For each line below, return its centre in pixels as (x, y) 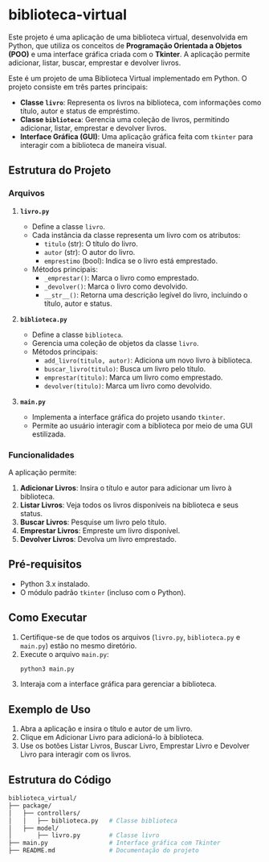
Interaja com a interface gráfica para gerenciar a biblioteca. (118, 684)
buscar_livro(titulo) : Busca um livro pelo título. (125, 368)
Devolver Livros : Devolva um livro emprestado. (98, 539)
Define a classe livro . (69, 226)
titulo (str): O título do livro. (91, 244)
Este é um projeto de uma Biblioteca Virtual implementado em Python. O (128, 78)
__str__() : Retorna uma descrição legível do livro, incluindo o (146, 294)
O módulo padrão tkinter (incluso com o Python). (103, 592)
